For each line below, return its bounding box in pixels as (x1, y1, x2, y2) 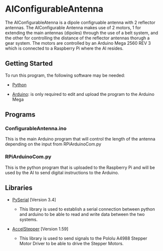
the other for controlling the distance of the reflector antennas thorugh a (5, 35, 150, 41)
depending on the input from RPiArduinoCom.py (5, 141, 101, 147)
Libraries (5, 184, 33, 192)
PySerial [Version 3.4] (12, 197, 56, 202)
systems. (19, 216, 38, 222)
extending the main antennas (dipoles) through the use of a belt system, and (5, 30, 158, 36)
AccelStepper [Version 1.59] (12, 226, 69, 232)
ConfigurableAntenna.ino (5, 125, 67, 132)
